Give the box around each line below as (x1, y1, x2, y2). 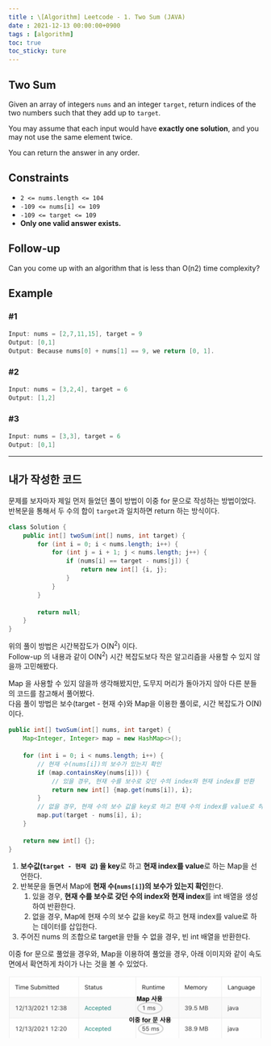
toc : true (8, 39, 42, 47)
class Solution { (8, 523, 67, 531)
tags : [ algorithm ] (8, 30, 74, 38)
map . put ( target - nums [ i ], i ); (37, 811, 143, 819)
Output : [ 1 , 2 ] (8, 394, 56, 403)
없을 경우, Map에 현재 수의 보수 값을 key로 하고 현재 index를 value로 (31, 911, 248, 921)
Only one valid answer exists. (19, 218, 122, 228)
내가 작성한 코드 (8, 473, 82, 487)
